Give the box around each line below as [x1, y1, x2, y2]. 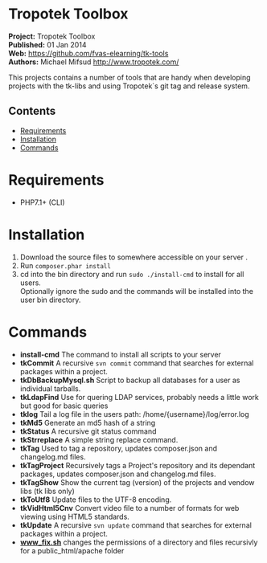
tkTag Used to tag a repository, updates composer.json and [19, 443, 218, 453]
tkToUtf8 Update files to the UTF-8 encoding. [19, 495, 172, 504]
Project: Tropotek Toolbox [8, 31, 96, 41]
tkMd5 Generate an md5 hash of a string [19, 418, 156, 427]
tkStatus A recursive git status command [19, 426, 157, 436]
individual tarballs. [19, 383, 81, 394]
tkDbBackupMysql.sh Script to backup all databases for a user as [19, 375, 240, 385]
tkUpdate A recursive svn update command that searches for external [19, 520, 252, 530]
